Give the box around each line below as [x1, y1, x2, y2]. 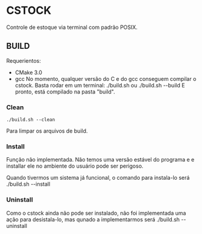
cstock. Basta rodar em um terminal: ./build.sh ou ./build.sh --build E [14, 81, 185, 89]
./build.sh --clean [6, 117, 55, 123]
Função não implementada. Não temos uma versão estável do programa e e [6, 156, 195, 163]
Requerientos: [6, 57, 41, 64]
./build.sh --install [6, 180, 51, 188]
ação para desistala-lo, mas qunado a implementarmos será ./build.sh [6, 215, 180, 223]
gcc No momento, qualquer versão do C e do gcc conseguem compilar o [14, 75, 197, 82]
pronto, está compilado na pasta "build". [14, 88, 116, 95]
